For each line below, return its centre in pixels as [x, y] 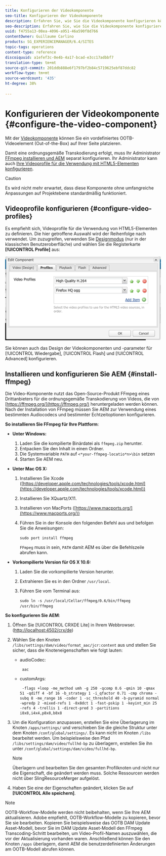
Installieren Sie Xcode [42, 478]
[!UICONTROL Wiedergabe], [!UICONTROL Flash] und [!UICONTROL [75, 353]
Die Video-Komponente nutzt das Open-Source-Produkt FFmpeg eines [77, 394]
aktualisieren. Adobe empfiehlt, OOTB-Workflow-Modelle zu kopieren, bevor [83, 818]
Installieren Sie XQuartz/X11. [48, 499]
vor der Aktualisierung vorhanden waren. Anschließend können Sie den [78, 839]
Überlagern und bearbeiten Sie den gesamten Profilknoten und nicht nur [86, 768]
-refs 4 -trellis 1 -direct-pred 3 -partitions [69, 708]
